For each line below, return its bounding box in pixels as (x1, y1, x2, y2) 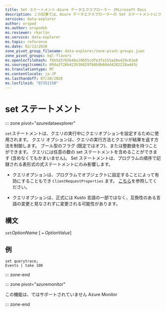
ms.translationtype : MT (5, 67, 54, 72)
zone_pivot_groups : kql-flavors (5, 53, 72, 58)
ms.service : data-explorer (5, 35, 61, 40)
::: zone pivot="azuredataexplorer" (5, 120, 76, 126)
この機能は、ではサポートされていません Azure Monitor (5, 292, 118, 298)
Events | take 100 (5, 263, 43, 268)
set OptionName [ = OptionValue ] (5, 230, 72, 236)
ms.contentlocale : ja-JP (5, 72, 56, 77)
